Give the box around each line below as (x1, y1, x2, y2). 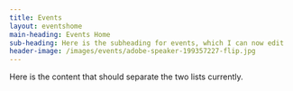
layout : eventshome (9, 22, 83, 31)
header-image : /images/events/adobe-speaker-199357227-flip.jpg (9, 47, 256, 56)
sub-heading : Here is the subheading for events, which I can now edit (9, 38, 284, 48)
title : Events (9, 13, 63, 23)
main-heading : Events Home (9, 30, 111, 39)
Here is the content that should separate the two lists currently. (9, 71, 243, 82)
